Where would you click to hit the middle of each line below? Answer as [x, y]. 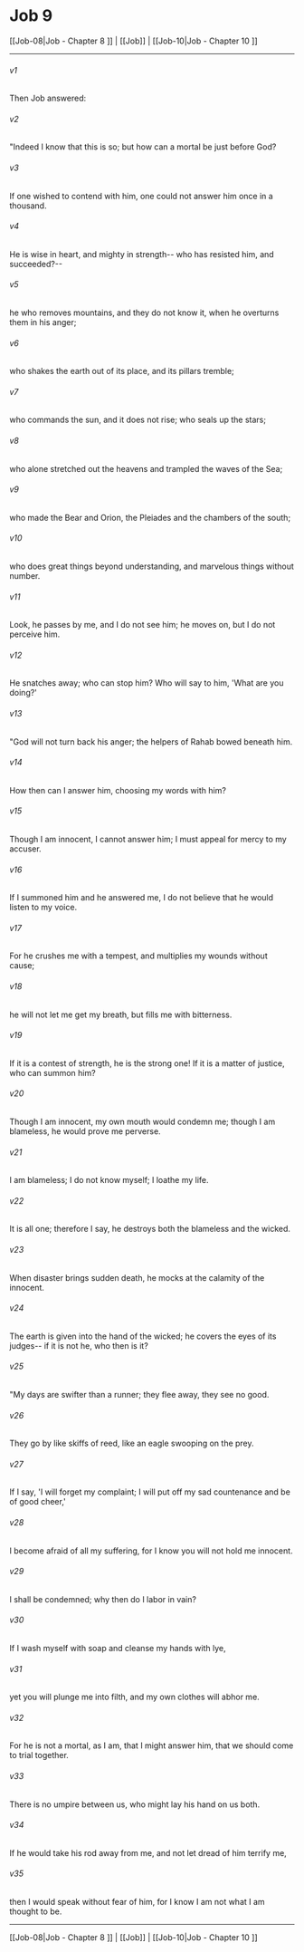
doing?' [24, 693]
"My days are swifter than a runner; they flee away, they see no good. [139, 1395]
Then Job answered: [48, 98]
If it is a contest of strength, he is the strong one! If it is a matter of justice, [147, 1063]
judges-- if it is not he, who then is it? [79, 1345]
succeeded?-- [36, 264]
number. [25, 575]
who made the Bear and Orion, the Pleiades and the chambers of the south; [150, 517]
